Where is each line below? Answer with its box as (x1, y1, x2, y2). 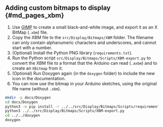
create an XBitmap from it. (12, 65, 63, 71)
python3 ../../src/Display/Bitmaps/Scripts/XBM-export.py (5, 109, 125, 113)
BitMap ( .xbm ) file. (12, 29, 48, 35)
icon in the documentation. (12, 75, 66, 81)
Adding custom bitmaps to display (5, 4, 111, 12)
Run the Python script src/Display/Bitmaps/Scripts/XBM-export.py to (12, 55, 151, 61)
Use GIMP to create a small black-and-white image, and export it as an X (12, 24, 158, 30)
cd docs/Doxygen (5, 99, 38, 104)
